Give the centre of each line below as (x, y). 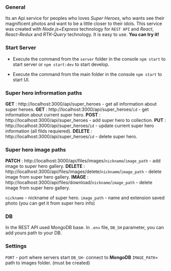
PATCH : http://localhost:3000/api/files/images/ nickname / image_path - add (83, 161)
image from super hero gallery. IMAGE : (47, 177)
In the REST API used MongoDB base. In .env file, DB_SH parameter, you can (85, 228)
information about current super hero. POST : (53, 115)
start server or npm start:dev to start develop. (61, 64)
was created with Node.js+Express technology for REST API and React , (80, 29)
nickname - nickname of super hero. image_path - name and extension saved (85, 198)
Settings (16, 246)
